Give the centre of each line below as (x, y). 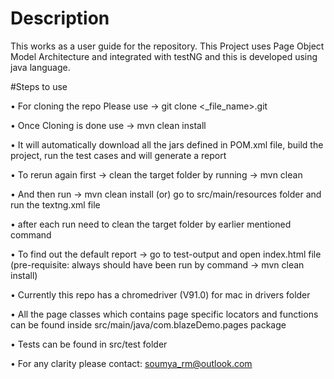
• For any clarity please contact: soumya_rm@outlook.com (131, 363)
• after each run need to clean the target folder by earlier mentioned (151, 224)
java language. (40, 67)
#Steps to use (39, 86)
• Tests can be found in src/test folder (89, 344)
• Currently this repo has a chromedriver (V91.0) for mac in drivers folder (160, 294)
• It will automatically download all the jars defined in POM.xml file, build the (167, 144)
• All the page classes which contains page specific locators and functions (164, 314)
